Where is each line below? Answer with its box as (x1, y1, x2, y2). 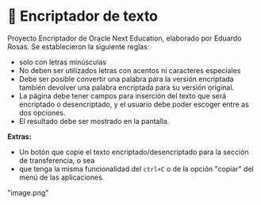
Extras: (7, 131, 33, 141)
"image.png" (7, 188, 49, 197)
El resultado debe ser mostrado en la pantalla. (18, 116, 170, 126)
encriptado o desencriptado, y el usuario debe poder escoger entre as (18, 99, 249, 109)
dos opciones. (18, 107, 66, 118)
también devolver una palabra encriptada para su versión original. (18, 83, 235, 92)
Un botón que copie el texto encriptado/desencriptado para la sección (18, 147, 249, 157)
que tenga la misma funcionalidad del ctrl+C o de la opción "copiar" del (18, 164, 255, 173)
